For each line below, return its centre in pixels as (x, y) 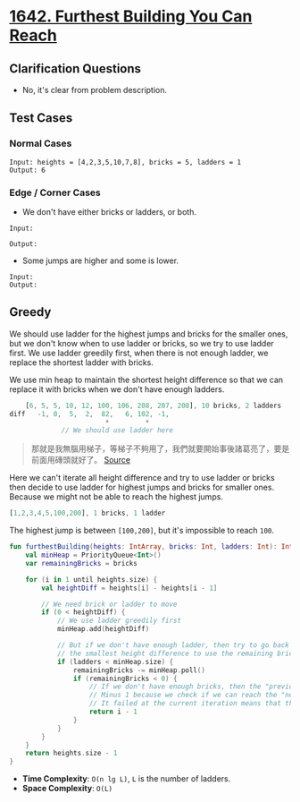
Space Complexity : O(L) (67, 789)
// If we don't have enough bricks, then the (175, 687)
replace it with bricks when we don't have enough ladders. (117, 389)
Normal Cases (41, 143)
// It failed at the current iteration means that (185, 704)
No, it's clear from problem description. (95, 90)
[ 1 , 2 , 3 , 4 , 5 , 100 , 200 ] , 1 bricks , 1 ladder (87, 513)
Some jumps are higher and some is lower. (100, 260)
